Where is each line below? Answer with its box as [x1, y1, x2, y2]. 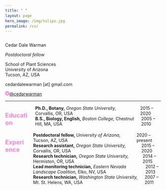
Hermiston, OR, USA [33, 158, 75, 164]
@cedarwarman [9, 91, 42, 97]
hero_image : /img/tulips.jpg [5, 18, 65, 23]
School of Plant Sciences [5, 61, 56, 67]
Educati [5, 111, 28, 119]
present [136, 138, 152, 143]
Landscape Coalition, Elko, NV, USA [33, 169, 106, 175]
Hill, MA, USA [35, 121, 63, 127]
